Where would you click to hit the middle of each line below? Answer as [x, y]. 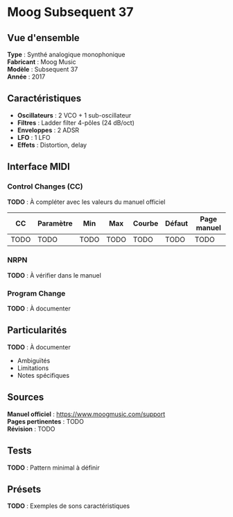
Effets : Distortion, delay [52, 145]
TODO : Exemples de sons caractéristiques [69, 506]
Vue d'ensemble [43, 38]
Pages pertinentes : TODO [46, 421]
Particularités [37, 330]
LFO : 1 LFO [34, 137]
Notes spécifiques [43, 375]
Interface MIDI [39, 167]
